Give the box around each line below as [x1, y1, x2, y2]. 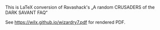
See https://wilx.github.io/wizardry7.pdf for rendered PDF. [5, 19, 126, 25]
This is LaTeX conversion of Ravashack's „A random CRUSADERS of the [5, 4, 155, 10]
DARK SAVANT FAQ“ [5, 9, 48, 15]
